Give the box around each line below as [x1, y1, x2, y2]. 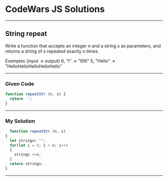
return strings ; [9, 161, 43, 166]
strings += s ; [14, 152, 41, 157]
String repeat [5, 29, 47, 38]
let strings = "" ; [9, 138, 46, 143]
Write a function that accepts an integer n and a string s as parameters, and [5, 42, 161, 48]
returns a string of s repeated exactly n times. [5, 48, 99, 54]
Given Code [5, 80, 34, 87]
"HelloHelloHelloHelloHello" [5, 63, 62, 69]
